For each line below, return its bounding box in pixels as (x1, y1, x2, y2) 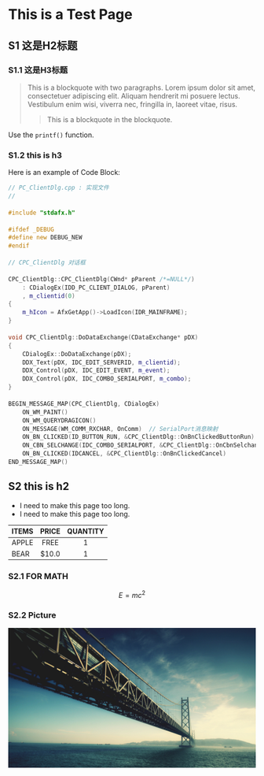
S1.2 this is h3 (8, 150, 63, 161)
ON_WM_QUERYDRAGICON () (22, 416, 97, 425)
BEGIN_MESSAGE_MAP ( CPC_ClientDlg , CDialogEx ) (8, 399, 159, 407)
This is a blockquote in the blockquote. (46, 114, 173, 124)
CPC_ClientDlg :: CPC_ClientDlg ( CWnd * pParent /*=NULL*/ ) (8, 275, 195, 283)
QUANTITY (67, 526, 104, 537)
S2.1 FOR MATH (8, 571, 68, 582)
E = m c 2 (118, 588, 146, 600)
